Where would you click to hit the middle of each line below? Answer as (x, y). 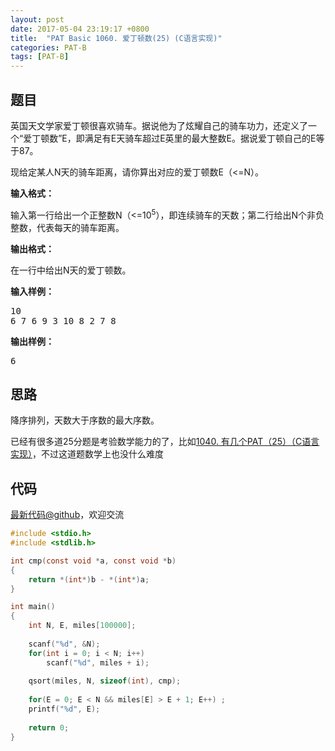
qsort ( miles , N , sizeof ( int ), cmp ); (105, 681)
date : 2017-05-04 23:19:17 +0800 (80, 29)
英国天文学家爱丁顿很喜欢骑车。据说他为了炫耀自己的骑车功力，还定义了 (159, 125)
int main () (33, 607)
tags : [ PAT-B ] (40, 57)
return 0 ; (49, 727)
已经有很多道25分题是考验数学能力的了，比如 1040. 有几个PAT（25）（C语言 (165, 442)
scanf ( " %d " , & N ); (64, 644)
